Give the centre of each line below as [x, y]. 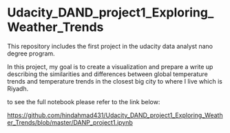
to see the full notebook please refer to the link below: [84, 101]
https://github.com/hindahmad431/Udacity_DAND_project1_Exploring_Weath [115, 115]
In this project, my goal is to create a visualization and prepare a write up [110, 66]
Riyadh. [18, 88]
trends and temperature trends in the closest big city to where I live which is [115, 81]
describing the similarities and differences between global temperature [108, 74]
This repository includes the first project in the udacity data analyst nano [110, 46]
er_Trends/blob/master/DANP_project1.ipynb [70, 122]
